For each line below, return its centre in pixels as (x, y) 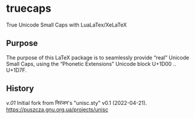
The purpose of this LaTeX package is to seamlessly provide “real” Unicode (98, 57)
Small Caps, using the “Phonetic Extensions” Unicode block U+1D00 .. (91, 64)
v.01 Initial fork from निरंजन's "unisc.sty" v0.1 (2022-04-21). (77, 103)
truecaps (29, 9)
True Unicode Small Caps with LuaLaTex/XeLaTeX (67, 25)
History (20, 89)
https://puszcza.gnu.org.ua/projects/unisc (57, 109)
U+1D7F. (16, 70)
